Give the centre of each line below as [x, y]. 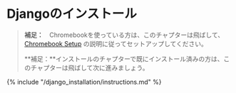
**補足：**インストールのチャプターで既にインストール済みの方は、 [124, 59]
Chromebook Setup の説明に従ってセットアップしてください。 [116, 43]
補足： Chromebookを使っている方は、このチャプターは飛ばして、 [124, 35]
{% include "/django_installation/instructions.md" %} [84, 82]
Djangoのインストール [72, 14]
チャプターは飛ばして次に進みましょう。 [89, 67]
